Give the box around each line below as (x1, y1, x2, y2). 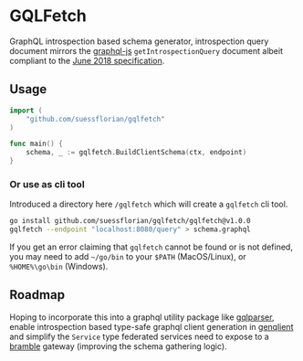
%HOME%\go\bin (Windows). (9, 261, 109, 272)
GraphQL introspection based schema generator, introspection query (9, 36, 269, 47)
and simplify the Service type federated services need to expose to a (9, 331, 269, 342)
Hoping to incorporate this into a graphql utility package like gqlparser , (9, 312, 275, 323)
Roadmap (9, 287, 66, 303)
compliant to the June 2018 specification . (9, 55, 165, 66)
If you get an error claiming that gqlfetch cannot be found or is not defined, (9, 241, 294, 252)
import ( (9, 106, 43, 115)
